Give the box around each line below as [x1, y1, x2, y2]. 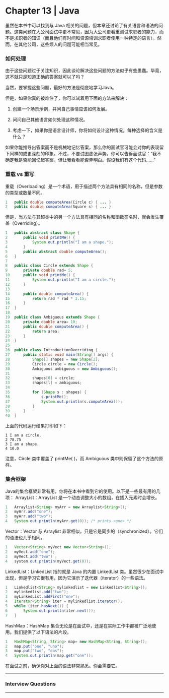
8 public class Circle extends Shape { [5, 263, 94, 268]
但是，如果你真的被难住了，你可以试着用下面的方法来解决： [5, 95, 129, 101]
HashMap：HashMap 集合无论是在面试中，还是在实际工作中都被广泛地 [5, 622, 152, 628]
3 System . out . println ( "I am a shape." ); [5, 240, 114, 245]
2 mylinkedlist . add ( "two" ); [5, 590, 69, 595]
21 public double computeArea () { [5, 324, 89, 329]
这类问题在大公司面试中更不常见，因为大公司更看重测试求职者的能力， [14, 28, 159, 35]
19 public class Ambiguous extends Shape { [5, 315, 100, 320]
